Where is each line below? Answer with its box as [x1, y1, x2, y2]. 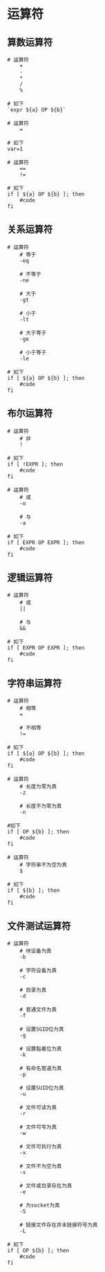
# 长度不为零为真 [19, 803, 62, 810]
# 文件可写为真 [19, 1124, 57, 1131]
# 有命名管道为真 [19, 1065, 62, 1072]
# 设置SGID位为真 [19, 1026, 64, 1033]
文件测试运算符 [7, 920, 71, 932]
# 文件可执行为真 [19, 1143, 62, 1150]
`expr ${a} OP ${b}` [7, 106, 67, 113]
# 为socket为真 [19, 1202, 60, 1209]
